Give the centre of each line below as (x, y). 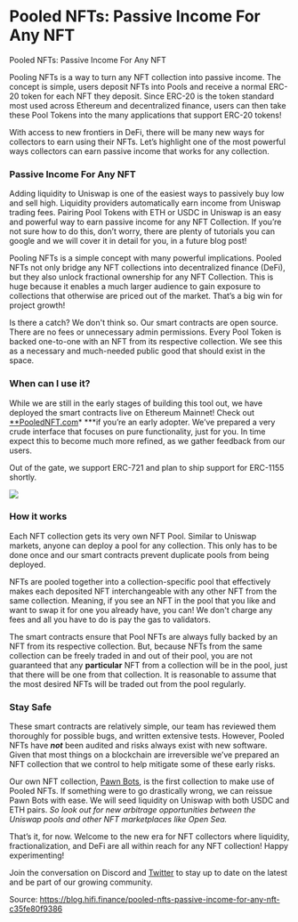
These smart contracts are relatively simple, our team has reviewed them (143, 726)
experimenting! (37, 855)
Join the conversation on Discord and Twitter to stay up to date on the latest (148, 873)
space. (22, 360)
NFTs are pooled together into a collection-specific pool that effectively (140, 581)
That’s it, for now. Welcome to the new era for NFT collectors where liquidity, (149, 837)
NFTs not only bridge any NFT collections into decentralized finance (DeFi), (148, 268)
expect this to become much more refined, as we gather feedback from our (147, 441)
